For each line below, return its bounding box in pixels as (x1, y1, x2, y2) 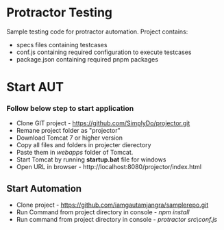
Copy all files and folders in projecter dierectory (16, 141, 151, 149)
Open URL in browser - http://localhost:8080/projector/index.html (16, 163, 202, 171)
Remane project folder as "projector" (16, 127, 121, 135)
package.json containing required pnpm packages (16, 55, 159, 63)
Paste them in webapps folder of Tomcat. (16, 149, 134, 157)
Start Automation (6, 183, 82, 194)
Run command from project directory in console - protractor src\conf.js (16, 216, 217, 224)
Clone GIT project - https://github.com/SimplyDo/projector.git (16, 119, 190, 127)
